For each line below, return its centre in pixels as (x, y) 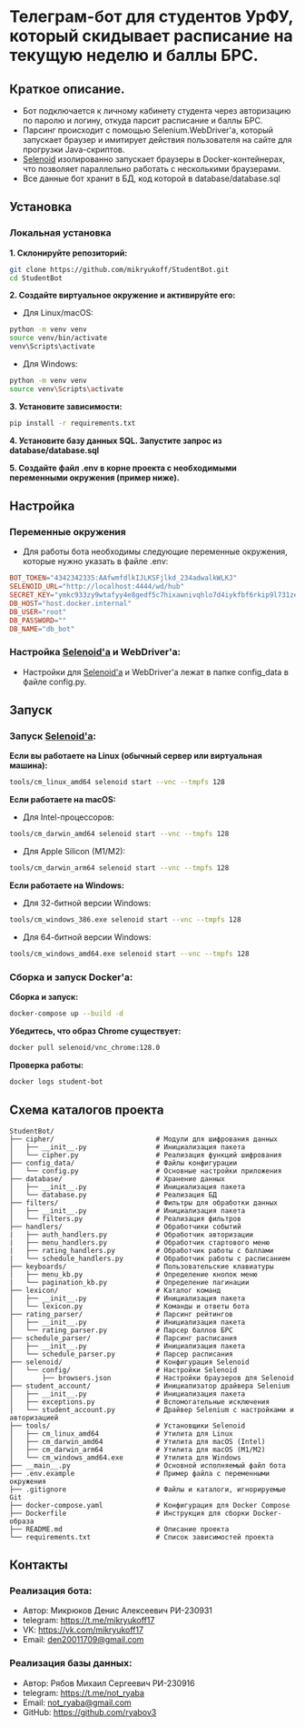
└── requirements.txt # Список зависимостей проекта (142, 1537)
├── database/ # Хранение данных (117, 1179)
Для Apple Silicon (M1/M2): (74, 852)
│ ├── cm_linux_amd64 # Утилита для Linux (121, 1434)
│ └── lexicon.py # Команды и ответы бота (129, 1306)
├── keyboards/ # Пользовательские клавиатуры (142, 1267)
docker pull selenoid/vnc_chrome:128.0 (85, 1048)
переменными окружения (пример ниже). (94, 477)
